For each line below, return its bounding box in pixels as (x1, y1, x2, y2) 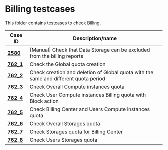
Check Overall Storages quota (29, 120, 101, 127)
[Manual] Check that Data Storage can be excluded (29, 46, 150, 53)
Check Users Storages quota (29, 136, 98, 143)
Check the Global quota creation (29, 61, 106, 68)
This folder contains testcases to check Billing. (5, 20, 101, 26)
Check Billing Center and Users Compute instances (29, 106, 150, 113)
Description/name (73, 35, 117, 42)
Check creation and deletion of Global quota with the (29, 69, 154, 76)
